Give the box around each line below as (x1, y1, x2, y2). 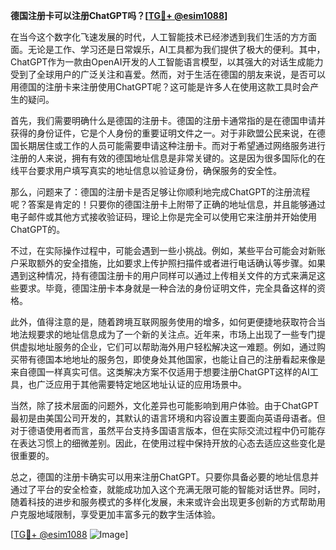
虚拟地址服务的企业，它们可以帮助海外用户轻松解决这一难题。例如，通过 (18, 341, 317, 353)
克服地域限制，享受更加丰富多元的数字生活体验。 (18, 509, 221, 520)
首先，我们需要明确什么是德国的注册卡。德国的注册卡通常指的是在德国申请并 (10, 115, 326, 126)
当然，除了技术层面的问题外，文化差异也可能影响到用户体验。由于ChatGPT (10, 400, 320, 411)
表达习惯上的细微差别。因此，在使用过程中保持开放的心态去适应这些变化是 (18, 437, 326, 449)
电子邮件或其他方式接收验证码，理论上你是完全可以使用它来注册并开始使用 (10, 211, 317, 223)
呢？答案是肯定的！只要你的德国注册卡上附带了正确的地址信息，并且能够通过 (10, 199, 326, 210)
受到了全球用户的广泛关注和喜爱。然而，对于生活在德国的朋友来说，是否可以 (10, 69, 326, 80)
